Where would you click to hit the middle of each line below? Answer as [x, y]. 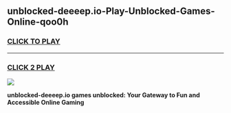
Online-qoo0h [38, 22]
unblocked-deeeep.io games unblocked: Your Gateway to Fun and [104, 95]
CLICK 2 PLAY [31, 67]
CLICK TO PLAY [34, 42]
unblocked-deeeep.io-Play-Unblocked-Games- [111, 11]
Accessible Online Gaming [46, 102]
